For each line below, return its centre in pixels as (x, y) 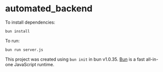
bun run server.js (24, 50)
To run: (12, 40)
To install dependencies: (30, 22)
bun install (17, 31)
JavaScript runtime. (34, 64)
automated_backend (49, 9)
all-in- (152, 59)
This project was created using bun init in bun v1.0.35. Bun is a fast (75, 59)
